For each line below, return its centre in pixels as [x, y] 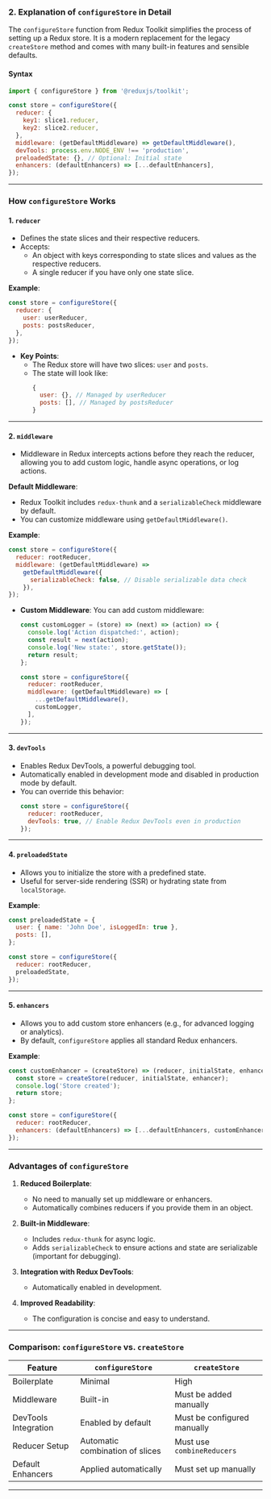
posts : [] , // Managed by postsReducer [106, 403]
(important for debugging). [76, 1255]
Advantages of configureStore [69, 1166]
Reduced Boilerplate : [56, 1183]
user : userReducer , [56, 318]
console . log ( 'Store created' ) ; [68, 1086]
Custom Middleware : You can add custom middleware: [112, 610]
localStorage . [43, 889]
